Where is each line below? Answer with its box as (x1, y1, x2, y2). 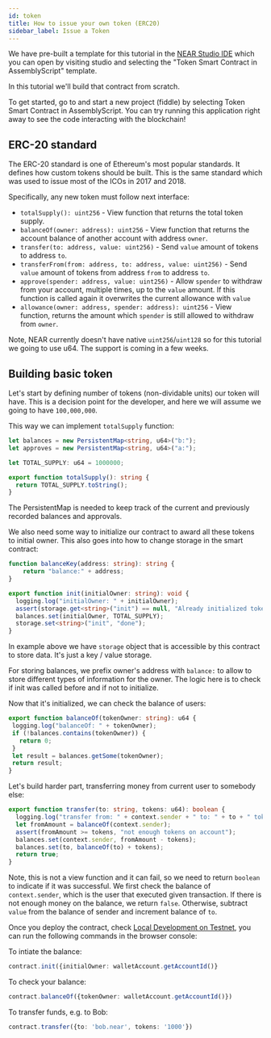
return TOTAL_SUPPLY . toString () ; (15, 481, 128, 489)
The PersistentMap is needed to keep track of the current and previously (8, 503, 250, 513)
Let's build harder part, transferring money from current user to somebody (8, 781, 256, 791)
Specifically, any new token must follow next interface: (8, 192, 190, 202)
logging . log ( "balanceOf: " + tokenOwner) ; (11, 722, 157, 730)
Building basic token (8, 366, 113, 380)
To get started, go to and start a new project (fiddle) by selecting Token (8, 98, 246, 107)
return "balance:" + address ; (23, 567, 125, 576)
